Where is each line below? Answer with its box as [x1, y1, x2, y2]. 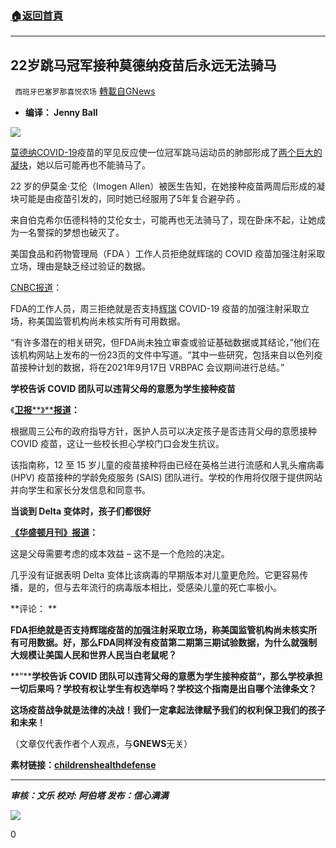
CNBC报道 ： [10, 282, 63, 294]
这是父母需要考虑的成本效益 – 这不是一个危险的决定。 [10, 548, 230, 560]
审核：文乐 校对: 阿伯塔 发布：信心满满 [10, 790, 169, 802]
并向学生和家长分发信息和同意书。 [10, 484, 151, 496]
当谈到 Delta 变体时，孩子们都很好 [10, 505, 152, 517]
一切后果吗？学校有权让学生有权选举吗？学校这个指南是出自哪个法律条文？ [10, 683, 317, 695]
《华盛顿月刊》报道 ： [10, 527, 98, 539]
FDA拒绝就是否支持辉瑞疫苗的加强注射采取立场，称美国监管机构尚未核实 [10, 624, 309, 636]
